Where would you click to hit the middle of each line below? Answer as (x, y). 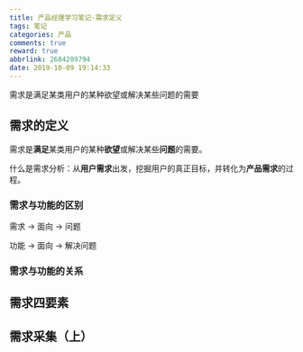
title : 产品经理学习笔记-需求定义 (66, 18)
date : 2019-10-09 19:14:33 (60, 68)
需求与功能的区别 (46, 205)
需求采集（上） (51, 336)
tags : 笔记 (28, 26)
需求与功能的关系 (46, 271)
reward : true (34, 51)
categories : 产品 (41, 34)
